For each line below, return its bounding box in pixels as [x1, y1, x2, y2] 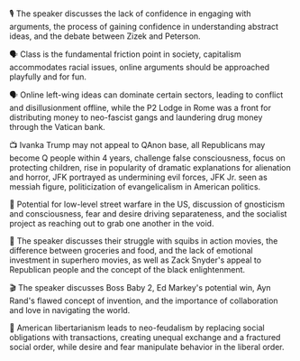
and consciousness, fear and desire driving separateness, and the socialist [9, 208, 287, 219]
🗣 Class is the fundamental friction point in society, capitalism [9, 49, 241, 60]
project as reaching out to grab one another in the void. [9, 218, 214, 228]
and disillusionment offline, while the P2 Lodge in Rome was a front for [9, 103, 272, 113]
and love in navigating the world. [9, 305, 131, 315]
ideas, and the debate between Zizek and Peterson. [9, 31, 201, 42]
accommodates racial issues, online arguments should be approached [9, 62, 270, 72]
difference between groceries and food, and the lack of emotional [9, 245, 254, 255]
